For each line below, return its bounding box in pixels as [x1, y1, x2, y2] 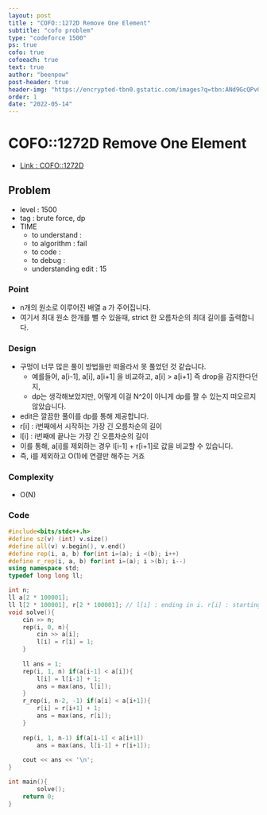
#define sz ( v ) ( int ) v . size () [8, 535, 109, 543]
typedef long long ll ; [8, 572, 83, 580]
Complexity [8, 472, 54, 483]
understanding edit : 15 [31, 264, 107, 273]
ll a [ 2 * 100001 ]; [8, 593, 69, 602]
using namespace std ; [8, 565, 80, 573]
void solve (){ [8, 608, 56, 616]
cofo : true [8, 48, 44, 56]
